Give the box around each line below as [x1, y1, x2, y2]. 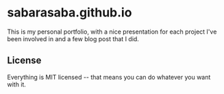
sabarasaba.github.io [7, 5, 132, 21]
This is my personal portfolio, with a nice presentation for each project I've [7, 27, 217, 36]
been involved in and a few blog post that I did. [7, 34, 139, 43]
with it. [7, 80, 26, 89]
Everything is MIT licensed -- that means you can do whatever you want [7, 73, 211, 81]
